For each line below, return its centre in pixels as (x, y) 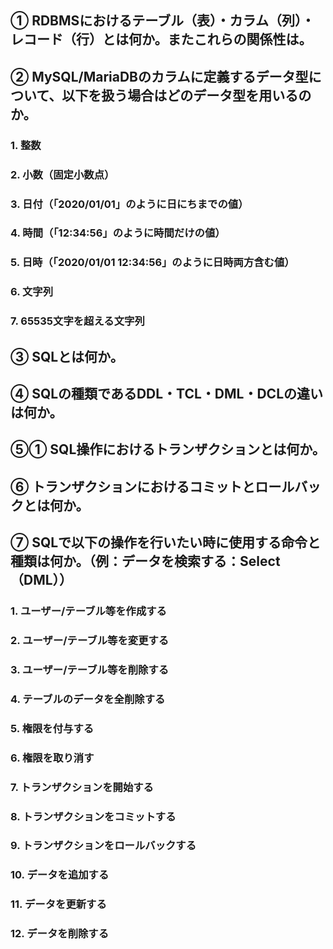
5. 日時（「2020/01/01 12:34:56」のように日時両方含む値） (152, 263)
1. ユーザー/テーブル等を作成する (88, 611)
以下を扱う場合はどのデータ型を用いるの (186, 95)
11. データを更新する (58, 904)
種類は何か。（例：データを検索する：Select (145, 561)
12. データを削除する (60, 934)
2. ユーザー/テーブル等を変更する (90, 641)
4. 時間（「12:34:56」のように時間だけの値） (118, 233)
